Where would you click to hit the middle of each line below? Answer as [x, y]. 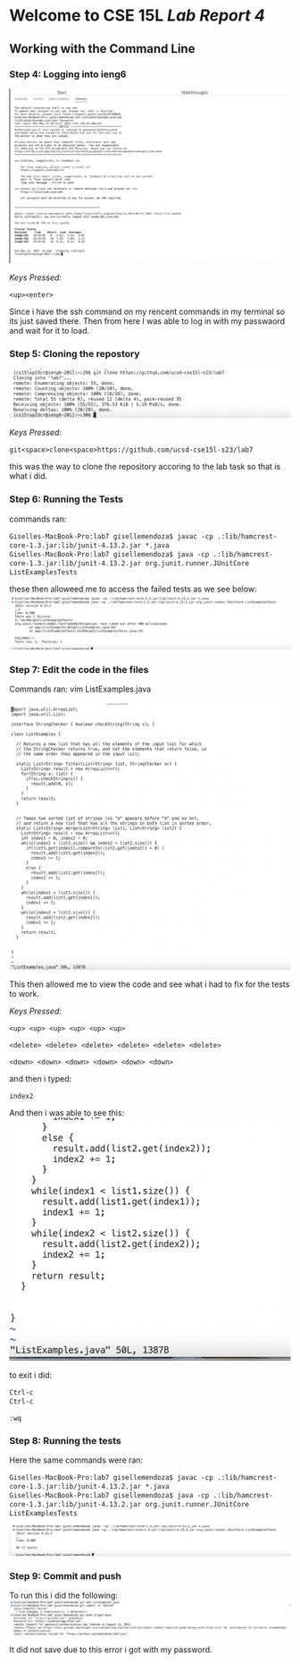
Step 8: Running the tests [66, 1440]
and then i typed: [41, 1078]
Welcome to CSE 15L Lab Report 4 [137, 16]
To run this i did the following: [64, 1596]
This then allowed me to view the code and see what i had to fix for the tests [150, 984]
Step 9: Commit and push [66, 1575]
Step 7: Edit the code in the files [79, 670]
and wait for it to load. [50, 331]
